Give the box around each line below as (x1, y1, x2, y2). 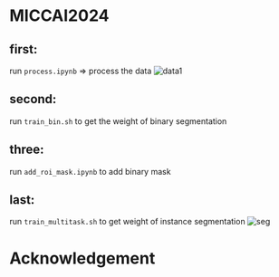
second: (9, 91, 57, 107)
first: (9, 42, 38, 57)
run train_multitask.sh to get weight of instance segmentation (9, 216, 246, 227)
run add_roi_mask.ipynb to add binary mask (9, 166, 171, 177)
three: (9, 142, 44, 158)
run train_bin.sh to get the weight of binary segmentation (9, 115, 227, 127)
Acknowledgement (9, 248, 156, 268)
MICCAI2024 (9, 5, 111, 26)
